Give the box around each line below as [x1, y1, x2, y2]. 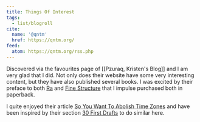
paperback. [6, 90, 35, 98]
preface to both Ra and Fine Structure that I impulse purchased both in [6, 84, 183, 92]
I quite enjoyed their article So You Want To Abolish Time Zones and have [6, 103, 190, 110]
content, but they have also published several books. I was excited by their [6, 78, 193, 85]
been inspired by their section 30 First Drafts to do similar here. [6, 109, 165, 116]
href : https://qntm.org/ [12, 37, 75, 43]
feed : [6, 43, 20, 49]
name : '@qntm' [12, 32, 47, 38]
